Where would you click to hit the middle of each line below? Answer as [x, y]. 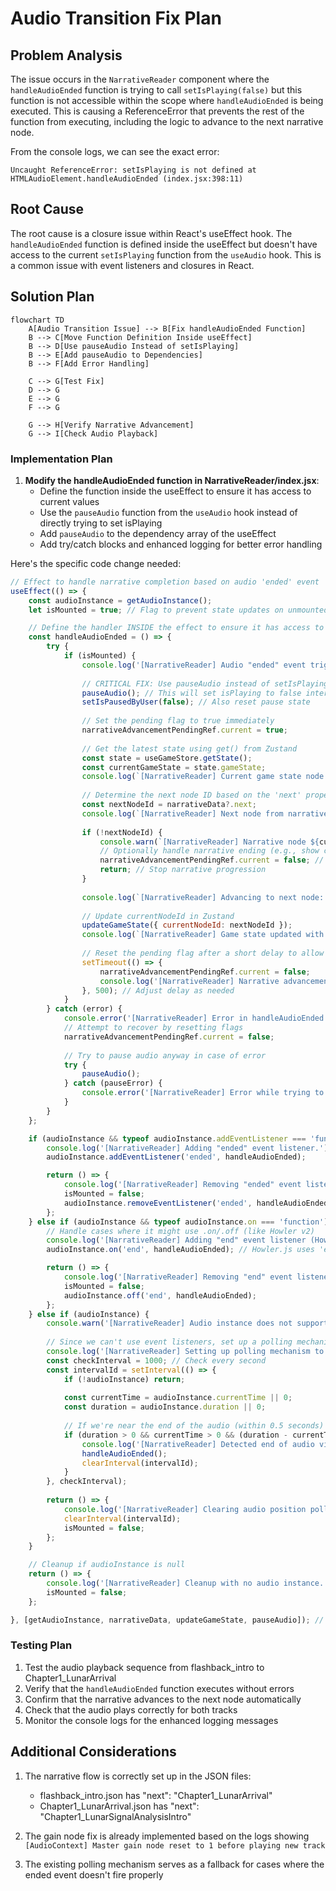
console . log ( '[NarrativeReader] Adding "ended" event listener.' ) [187, 1148]
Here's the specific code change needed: [96, 563]
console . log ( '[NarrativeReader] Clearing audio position [185, 1509]
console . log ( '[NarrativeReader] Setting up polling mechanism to [185, 1352]
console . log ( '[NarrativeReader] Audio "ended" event [194, 665]
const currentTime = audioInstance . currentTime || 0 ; [178, 1398]
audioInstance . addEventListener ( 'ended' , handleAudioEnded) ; [176, 1157]
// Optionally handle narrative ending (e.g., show [209, 851]
